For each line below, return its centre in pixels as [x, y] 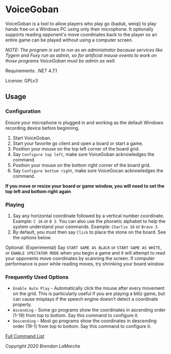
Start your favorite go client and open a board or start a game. [78, 143]
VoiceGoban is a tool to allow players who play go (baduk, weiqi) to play [81, 24]
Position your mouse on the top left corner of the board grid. [76, 149]
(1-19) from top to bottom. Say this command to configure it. [76, 316]
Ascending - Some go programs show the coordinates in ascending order [89, 310]
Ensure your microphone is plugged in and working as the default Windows [84, 122]
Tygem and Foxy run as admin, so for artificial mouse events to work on [81, 55]
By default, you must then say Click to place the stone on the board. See [89, 232]
